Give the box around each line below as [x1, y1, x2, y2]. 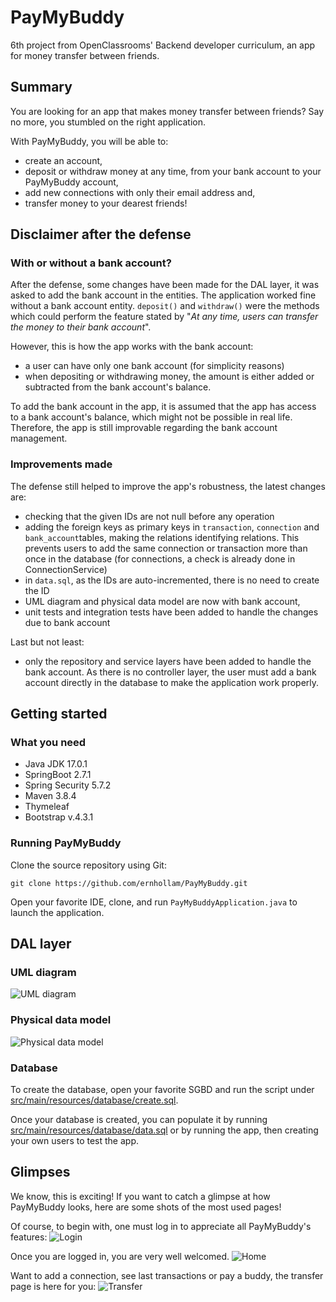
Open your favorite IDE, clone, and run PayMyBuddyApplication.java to [10, 896, 298, 908]
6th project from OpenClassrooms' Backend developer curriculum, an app [10, 39, 316, 51]
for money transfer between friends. [10, 49, 160, 61]
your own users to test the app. [10, 1135, 139, 1146]
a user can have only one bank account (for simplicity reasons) [24, 360, 285, 372]
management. [10, 432, 68, 445]
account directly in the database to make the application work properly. [24, 676, 320, 688]
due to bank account [24, 616, 111, 628]
